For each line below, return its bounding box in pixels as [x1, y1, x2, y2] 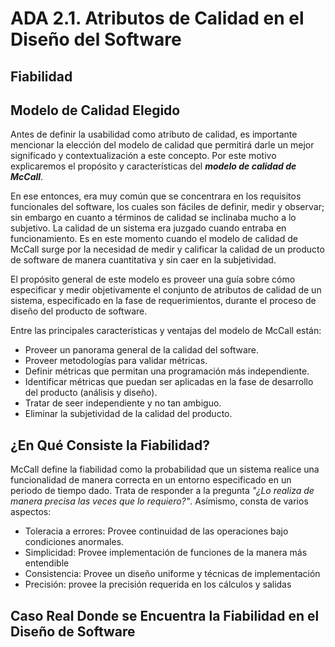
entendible [24, 557, 70, 569]
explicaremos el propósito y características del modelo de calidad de [10, 160, 297, 172]
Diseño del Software [10, 28, 182, 51]
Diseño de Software [10, 623, 136, 640]
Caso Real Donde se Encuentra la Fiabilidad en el [10, 607, 320, 624]
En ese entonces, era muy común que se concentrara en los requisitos [10, 190, 302, 202]
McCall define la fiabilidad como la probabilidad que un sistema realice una [10, 463, 320, 476]
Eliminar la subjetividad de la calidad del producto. [24, 408, 233, 420]
